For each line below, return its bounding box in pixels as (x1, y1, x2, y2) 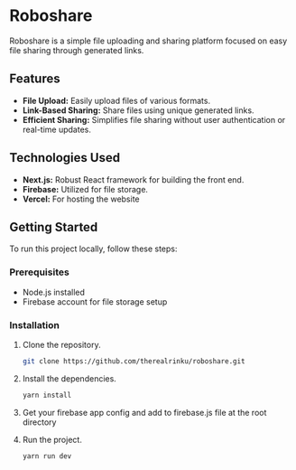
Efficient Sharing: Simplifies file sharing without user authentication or (22, 114, 286, 125)
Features (9, 71, 60, 87)
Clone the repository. (22, 339, 101, 350)
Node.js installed (22, 287, 86, 297)
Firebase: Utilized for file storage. (22, 183, 149, 194)
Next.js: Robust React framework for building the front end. (22, 174, 245, 185)
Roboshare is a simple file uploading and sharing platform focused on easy (9, 35, 288, 46)
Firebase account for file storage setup (22, 296, 168, 307)
